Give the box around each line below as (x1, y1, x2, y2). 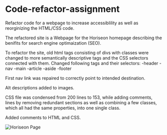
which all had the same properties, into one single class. (5, 105, 121, 111)
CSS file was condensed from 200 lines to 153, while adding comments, (5, 94, 153, 100)
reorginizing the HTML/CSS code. (5, 25, 75, 31)
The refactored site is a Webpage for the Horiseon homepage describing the (5, 35, 163, 41)
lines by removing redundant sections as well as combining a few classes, (5, 99, 157, 105)
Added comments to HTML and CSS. (5, 114, 81, 120)
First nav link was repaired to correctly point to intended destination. (5, 75, 146, 81)
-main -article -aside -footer (13, 66, 72, 71)
